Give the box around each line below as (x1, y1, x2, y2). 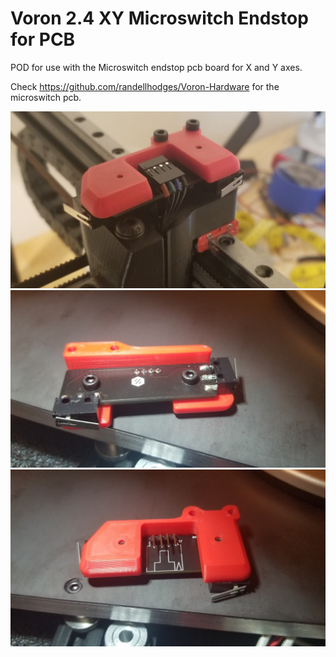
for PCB (10, 28, 76, 51)
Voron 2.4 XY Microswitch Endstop (10, 7, 309, 30)
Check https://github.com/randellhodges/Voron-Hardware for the (10, 80, 280, 92)
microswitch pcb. (10, 91, 82, 103)
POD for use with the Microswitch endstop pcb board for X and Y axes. (10, 61, 303, 73)
